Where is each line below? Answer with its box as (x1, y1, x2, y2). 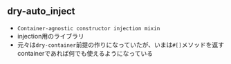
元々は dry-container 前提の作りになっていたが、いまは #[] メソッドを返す (17, 41, 225, 49)
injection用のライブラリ (17, 32, 84, 40)
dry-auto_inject (7, 6, 75, 17)
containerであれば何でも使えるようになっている (17, 49, 154, 57)
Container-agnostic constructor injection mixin (17, 25, 160, 32)
